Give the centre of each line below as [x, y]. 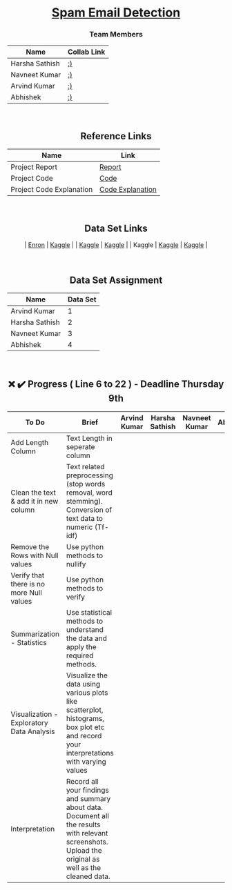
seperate [80, 446]
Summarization [35, 634]
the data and [86, 638]
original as [83, 859]
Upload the [84, 850]
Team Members [116, 34]
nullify [76, 564]
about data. [85, 807]
